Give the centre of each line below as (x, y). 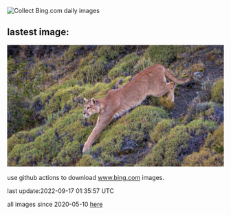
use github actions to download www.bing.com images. (86, 178)
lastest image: (38, 32)
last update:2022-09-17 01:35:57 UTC (61, 191)
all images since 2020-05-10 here (55, 204)
